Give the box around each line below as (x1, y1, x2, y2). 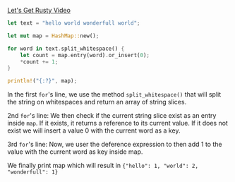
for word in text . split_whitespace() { (7, 45, 125, 52)
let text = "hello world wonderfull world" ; (7, 20, 140, 27)
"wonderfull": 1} (7, 169, 59, 176)
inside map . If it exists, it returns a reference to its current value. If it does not (7, 119, 228, 128)
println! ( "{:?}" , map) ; (7, 78, 78, 85)
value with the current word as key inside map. (7, 147, 143, 156)
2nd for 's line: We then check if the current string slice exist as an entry (7, 111, 217, 120)
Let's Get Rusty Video (7, 6, 71, 14)
